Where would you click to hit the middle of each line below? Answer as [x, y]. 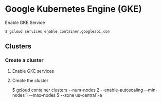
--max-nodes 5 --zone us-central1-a [65, 95]
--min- [151, 90]
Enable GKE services [33, 71]
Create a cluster [24, 61]
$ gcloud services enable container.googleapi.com [57, 31]
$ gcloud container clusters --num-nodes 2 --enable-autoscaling [78, 90]
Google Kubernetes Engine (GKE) [73, 9]
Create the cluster [30, 80]
